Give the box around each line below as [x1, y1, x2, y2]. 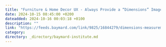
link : [5, 25, 16, 30]
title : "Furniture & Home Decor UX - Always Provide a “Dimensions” [5, 7, 149, 12]
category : [5, 30, 26, 35]
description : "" [5, 21, 39, 26]
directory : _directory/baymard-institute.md [5, 35, 98, 40]
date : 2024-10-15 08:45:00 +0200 [5, 12, 74, 17]
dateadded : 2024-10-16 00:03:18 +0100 [5, 16, 85, 21]
